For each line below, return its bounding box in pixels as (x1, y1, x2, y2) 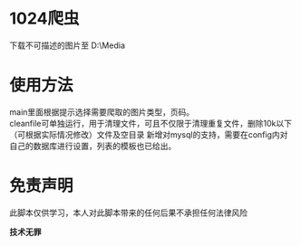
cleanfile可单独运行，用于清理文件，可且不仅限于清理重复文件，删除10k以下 (9, 118, 293, 128)
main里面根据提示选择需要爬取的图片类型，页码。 (9, 106, 195, 118)
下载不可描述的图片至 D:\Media (9, 40, 125, 51)
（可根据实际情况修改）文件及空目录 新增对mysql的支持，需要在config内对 (9, 128, 288, 140)
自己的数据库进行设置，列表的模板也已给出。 (9, 140, 177, 151)
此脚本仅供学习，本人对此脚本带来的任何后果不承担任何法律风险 (9, 207, 248, 218)
